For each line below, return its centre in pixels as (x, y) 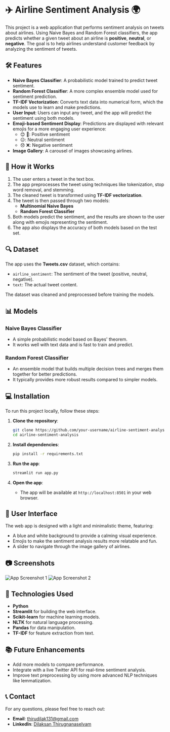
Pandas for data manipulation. (44, 628)
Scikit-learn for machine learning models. (56, 617)
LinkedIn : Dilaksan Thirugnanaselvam (52, 724)
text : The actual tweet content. (45, 285)
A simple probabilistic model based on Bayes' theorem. (70, 339)
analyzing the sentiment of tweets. (41, 49)
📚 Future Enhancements (45, 650)
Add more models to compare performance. (58, 664)
